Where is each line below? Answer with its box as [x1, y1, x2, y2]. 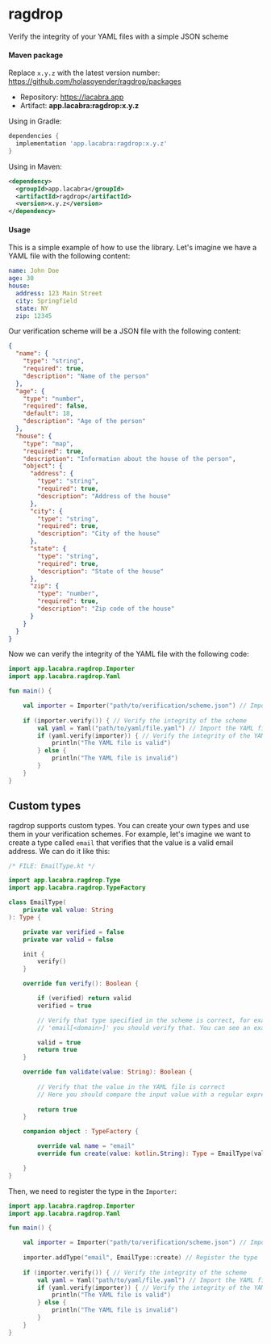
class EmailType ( [8, 898, 67, 906]
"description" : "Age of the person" [23, 417, 147, 425]
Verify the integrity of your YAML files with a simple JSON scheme [8, 31, 229, 41]
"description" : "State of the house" [37, 567, 164, 576]
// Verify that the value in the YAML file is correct [37, 1082, 226, 1091]
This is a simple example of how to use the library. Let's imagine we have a [8, 243, 257, 253]
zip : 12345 [15, 312, 52, 320]
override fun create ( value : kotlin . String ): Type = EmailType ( [37, 1149, 254, 1158]
